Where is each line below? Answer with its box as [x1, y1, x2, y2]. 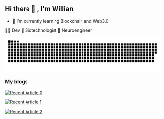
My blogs [5, 78, 28, 85]
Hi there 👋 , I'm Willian [5, 5, 74, 13]
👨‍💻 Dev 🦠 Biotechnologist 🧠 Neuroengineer [5, 27, 92, 33]
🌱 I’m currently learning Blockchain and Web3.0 [12, 18, 109, 24]
